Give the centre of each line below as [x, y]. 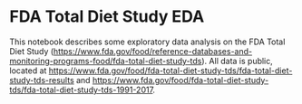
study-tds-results [42, 80]
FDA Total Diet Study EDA [107, 17]
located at [28, 71]
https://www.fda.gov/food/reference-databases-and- [152, 51]
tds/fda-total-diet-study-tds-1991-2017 [81, 90]
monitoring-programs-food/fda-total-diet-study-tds [106, 61]
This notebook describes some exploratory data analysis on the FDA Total [147, 42]
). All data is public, [238, 61]
